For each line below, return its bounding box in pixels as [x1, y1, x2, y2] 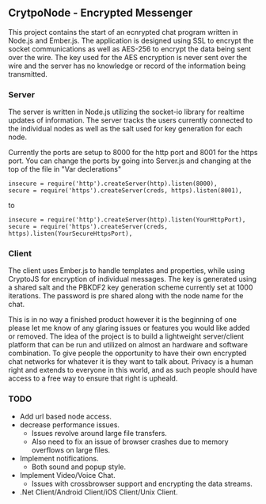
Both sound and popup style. [31, 462, 127, 472]
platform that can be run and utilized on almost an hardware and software [8, 340, 248, 350]
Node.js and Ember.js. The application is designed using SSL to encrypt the [8, 36, 254, 45]
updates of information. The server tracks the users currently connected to [8, 116, 253, 125]
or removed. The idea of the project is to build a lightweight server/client [8, 332, 244, 341]
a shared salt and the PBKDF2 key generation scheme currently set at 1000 [8, 282, 253, 292]
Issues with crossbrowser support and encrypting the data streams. [31, 479, 253, 488]
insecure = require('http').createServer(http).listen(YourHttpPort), [8, 216, 246, 224]
